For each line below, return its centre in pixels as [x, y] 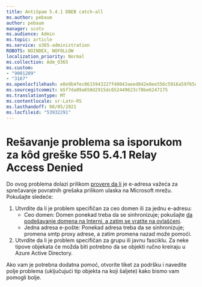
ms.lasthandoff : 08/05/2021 [41, 107]
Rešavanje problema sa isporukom [94, 142]
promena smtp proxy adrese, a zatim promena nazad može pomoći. [108, 234]
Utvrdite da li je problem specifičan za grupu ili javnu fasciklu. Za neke [102, 240]
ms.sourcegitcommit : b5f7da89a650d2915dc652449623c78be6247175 [87, 90]
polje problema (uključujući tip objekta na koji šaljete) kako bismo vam [93, 271]
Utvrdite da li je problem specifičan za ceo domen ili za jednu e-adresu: [103, 208]
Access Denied [45, 167]
